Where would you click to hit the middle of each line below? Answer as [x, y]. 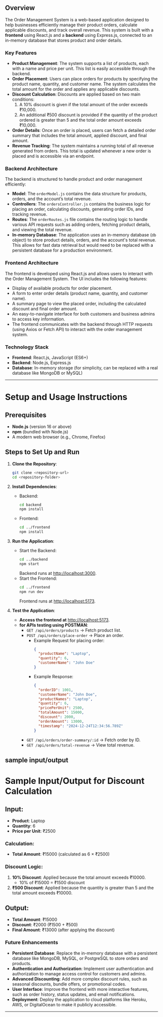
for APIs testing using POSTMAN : [54, 625]
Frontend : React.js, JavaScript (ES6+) [50, 358]
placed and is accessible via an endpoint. [53, 156]
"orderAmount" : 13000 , [61, 721]
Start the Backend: [38, 551]
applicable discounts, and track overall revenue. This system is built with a [79, 30]
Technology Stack [27, 347]
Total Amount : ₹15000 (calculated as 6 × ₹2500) [61, 854]
